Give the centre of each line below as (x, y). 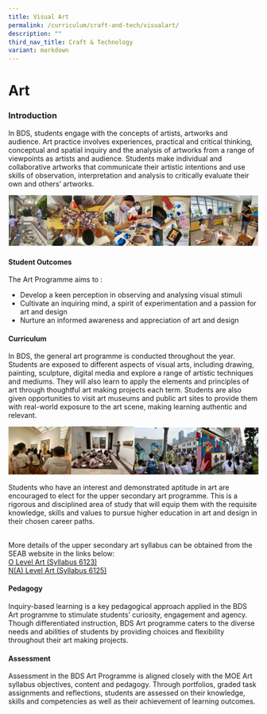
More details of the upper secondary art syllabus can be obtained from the (130, 544)
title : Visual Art (39, 17)
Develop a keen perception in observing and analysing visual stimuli (131, 295)
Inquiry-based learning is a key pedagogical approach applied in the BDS (128, 607)
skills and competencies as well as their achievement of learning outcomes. (132, 701)
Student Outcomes (40, 262)
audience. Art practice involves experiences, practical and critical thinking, (130, 141)
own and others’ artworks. (51, 184)
